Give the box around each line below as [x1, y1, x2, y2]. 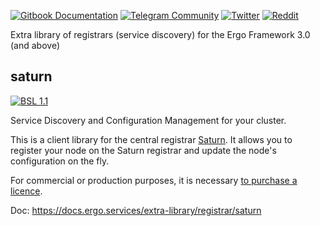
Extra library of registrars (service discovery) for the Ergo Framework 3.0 [10, 29, 311, 40]
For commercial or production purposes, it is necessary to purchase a [10, 174, 298, 186]
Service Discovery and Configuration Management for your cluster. [10, 114, 287, 126]
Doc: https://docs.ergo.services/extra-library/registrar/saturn [10, 204, 262, 216]
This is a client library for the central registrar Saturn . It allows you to [10, 133, 293, 145]
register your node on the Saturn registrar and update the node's [10, 144, 277, 156]
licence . [10, 185, 43, 197]
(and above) [10, 40, 61, 51]
